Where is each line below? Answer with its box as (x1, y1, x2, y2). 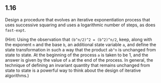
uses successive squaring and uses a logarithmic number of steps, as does (5, 22, 156, 28)
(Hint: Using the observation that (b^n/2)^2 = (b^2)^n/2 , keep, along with (5, 36, 152, 42)
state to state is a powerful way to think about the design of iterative (5, 67, 141, 73)
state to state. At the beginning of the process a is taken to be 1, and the (5, 52, 149, 58)
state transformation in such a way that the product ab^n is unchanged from (5, 47, 156, 52)
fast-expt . (5, 27, 26, 33)
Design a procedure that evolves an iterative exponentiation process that (5, 17, 150, 22)
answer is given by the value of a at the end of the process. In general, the (5, 57, 154, 63)
